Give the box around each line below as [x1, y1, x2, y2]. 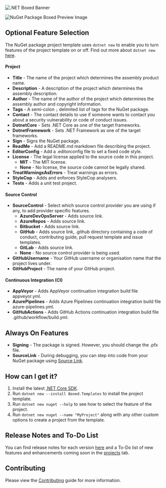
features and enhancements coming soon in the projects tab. [5, 449, 130, 456]
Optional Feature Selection [5, 29, 89, 37]
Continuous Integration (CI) [5, 277, 63, 283]
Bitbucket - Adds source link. [19, 224, 80, 230]
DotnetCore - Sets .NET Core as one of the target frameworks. [12, 122, 141, 128]
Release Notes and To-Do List [5, 431, 99, 440]
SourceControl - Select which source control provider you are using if [12, 202, 156, 208]
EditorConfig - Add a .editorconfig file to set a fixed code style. [12, 149, 142, 155]
